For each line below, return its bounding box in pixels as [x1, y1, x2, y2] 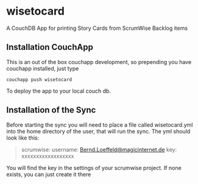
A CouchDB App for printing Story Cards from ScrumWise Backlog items [6, 24, 188, 32]
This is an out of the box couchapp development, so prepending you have [6, 58, 192, 65]
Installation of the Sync [6, 105, 96, 115]
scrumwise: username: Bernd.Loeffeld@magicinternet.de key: [21, 146, 177, 153]
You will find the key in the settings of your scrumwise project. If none [6, 164, 182, 171]
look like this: [6, 134, 40, 141]
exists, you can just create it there [6, 171, 91, 178]
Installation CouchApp [6, 42, 93, 52]
